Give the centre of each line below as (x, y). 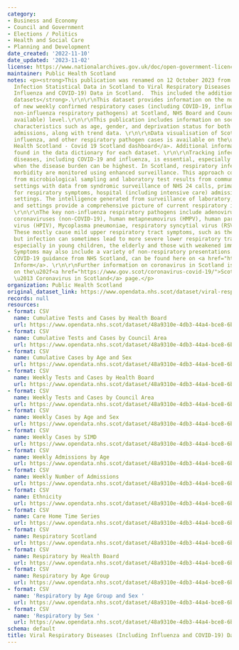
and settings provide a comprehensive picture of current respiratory (121, 206)
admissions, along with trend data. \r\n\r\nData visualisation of (116, 133)
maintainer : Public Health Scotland (62, 73)
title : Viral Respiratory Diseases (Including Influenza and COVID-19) (116, 636)
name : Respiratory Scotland (55, 536)
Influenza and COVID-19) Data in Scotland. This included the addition (124, 93)
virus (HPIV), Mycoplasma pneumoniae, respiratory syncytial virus (116, 225)
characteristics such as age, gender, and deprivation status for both (122, 126)
